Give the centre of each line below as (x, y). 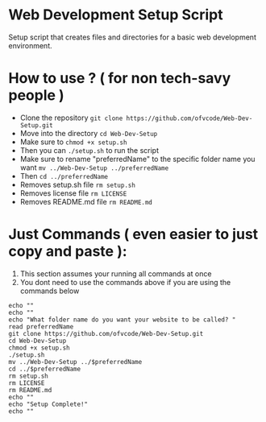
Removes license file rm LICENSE (73, 193)
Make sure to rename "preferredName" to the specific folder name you (137, 159)
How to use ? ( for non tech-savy (120, 79)
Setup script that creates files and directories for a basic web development (132, 37)
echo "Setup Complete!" (48, 404)
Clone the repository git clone (71, 118)
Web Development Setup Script (116, 15)
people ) (36, 95)
